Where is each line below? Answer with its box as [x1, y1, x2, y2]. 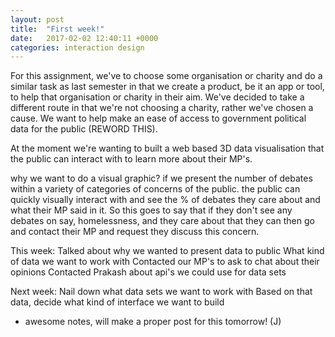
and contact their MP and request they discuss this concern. [10, 226, 260, 238]
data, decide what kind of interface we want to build [10, 296, 225, 308]
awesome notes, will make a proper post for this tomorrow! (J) [24, 316, 282, 328]
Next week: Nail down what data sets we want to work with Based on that [10, 286, 313, 298]
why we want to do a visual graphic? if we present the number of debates [10, 172, 313, 185]
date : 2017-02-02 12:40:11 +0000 [10, 33, 159, 43]
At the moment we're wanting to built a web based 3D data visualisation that [10, 142, 325, 155]
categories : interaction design [10, 42, 145, 53]
